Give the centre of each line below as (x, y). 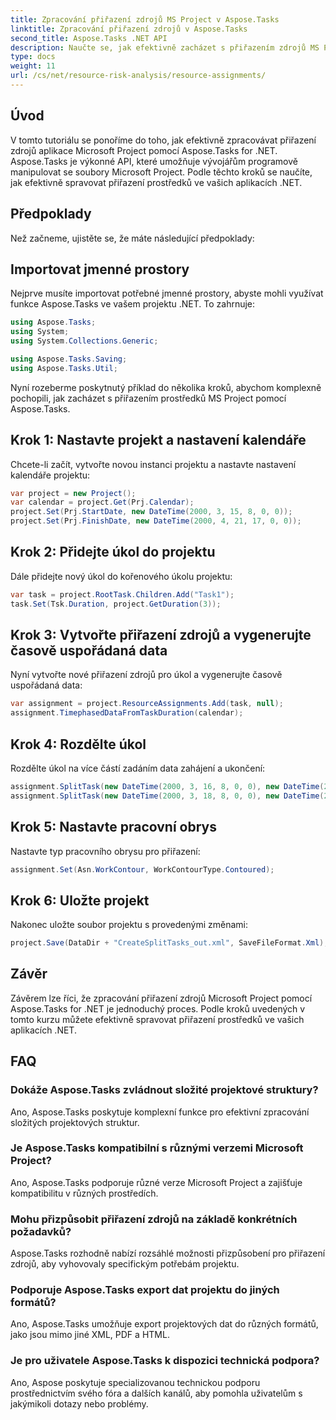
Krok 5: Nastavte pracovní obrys (114, 827)
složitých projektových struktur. (75, 1122)
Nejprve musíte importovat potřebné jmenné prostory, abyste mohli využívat (167, 293)
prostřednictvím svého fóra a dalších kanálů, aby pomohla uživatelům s (156, 1393)
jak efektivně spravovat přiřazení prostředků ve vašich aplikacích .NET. (156, 182)
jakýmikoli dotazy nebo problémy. (79, 1403)
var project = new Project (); (73, 493)
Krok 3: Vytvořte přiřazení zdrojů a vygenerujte (161, 634)
